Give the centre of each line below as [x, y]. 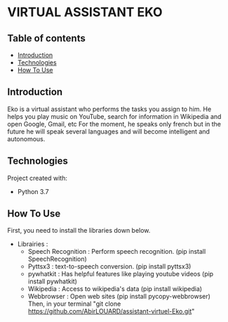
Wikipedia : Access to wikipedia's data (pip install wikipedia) [115, 289]
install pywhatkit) [52, 281]
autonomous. [26, 139]
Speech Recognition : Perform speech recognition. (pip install [117, 252]
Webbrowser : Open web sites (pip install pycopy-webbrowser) [119, 297]
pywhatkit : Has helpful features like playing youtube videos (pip [121, 274]
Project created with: [38, 178]
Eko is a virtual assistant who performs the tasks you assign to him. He [109, 109]
